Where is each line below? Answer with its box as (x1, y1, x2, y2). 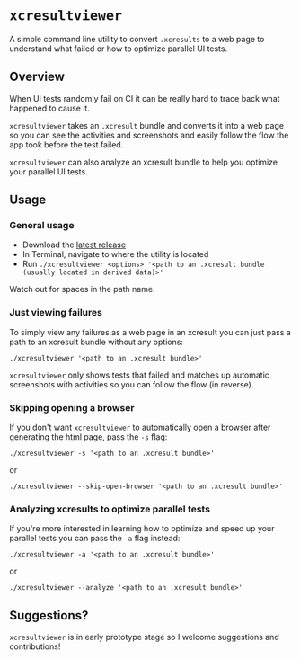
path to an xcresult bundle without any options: (9, 336, 184, 347)
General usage (9, 219, 75, 232)
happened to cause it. (9, 102, 90, 113)
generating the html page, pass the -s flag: (9, 432, 168, 442)
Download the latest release (22, 239, 127, 250)
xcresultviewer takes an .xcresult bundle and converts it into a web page (9, 120, 285, 130)
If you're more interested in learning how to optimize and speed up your (9, 523, 275, 534)
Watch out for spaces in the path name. (9, 284, 155, 295)
